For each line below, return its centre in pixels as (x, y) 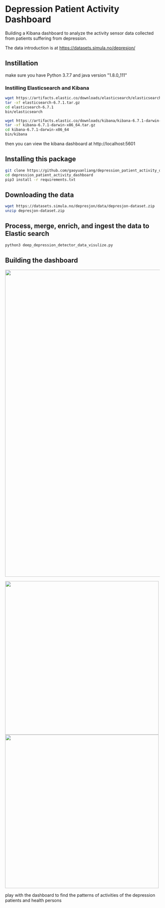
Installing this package (41, 159)
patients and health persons (33, 900)
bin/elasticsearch (24, 112)
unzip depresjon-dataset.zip (35, 211)
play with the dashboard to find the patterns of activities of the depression (80, 895)
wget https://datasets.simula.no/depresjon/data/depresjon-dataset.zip (80, 206)
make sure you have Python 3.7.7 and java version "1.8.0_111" (66, 75)
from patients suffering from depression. (46, 38)
